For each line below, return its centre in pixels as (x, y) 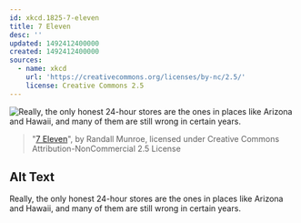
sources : (26, 60)
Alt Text (32, 177)
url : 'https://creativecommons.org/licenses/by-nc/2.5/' (136, 77)
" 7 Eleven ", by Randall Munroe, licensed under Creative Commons (156, 138)
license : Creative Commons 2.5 (85, 86)
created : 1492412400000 (55, 52)
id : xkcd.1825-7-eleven (55, 18)
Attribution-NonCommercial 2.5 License (106, 148)
